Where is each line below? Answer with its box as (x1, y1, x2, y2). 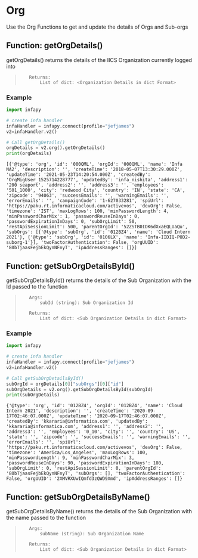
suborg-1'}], (6, 240, 39, 246)
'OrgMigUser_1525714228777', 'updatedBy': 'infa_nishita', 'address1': (6, 177, 188, 183)
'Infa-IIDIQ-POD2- (145, 234, 191, 240)
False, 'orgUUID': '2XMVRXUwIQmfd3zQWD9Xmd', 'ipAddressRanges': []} (6, 476, 183, 482)
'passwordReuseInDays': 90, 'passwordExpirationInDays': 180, (6, 460, 164, 466)
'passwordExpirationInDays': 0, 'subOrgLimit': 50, (6, 219, 137, 225)
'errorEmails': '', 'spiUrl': (6, 439, 82, 445)
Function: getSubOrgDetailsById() (6, 261, 135, 271)
